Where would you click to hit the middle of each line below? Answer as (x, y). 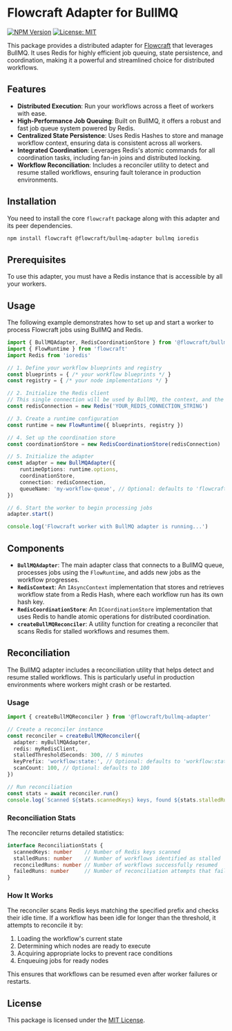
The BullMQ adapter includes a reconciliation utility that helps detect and (110, 670)
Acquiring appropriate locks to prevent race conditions (95, 953)
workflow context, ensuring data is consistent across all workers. (109, 143)
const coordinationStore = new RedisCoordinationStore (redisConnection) (114, 444)
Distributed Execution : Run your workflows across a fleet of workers (115, 106)
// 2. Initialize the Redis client (58, 393)
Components (36, 548)
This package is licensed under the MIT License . (76, 1020)
